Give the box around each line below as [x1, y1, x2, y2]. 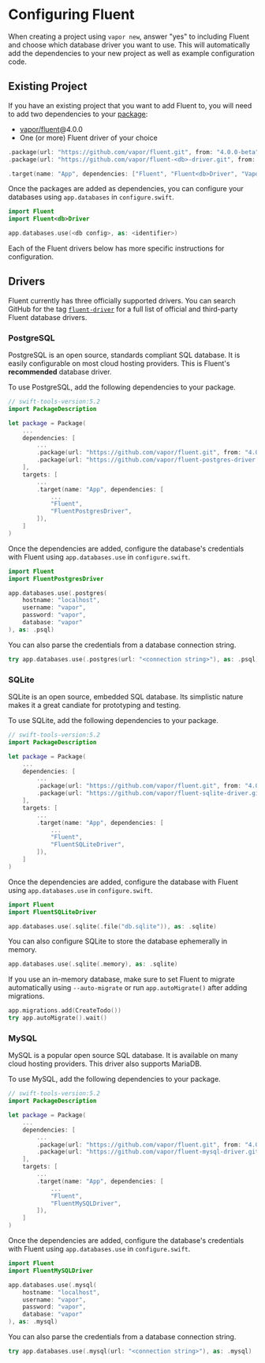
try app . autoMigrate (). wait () [8, 1014, 108, 1022]
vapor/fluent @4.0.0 [19, 124, 83, 134]
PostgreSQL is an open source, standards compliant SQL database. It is [8, 350, 241, 360]
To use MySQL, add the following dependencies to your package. [8, 1075, 221, 1084]
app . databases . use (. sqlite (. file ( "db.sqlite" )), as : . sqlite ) [8, 922, 217, 930]
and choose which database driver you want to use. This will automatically [8, 40, 251, 49]
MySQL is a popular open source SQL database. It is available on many [8, 1051, 238, 1060]
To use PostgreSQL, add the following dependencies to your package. [8, 382, 236, 392]
